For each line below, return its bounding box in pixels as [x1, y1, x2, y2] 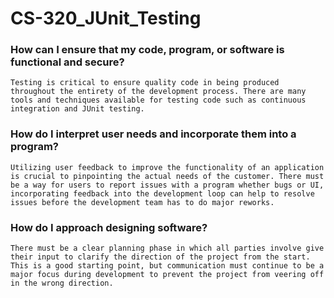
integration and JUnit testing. [10, 104, 145, 114]
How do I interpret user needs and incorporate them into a [10, 127, 297, 141]
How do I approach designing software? [10, 220, 208, 234]
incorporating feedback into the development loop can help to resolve [10, 188, 315, 199]
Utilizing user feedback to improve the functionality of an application [10, 162, 325, 172]
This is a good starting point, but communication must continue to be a [10, 261, 325, 271]
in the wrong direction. [10, 278, 114, 289]
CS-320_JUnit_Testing [10, 7, 202, 30]
